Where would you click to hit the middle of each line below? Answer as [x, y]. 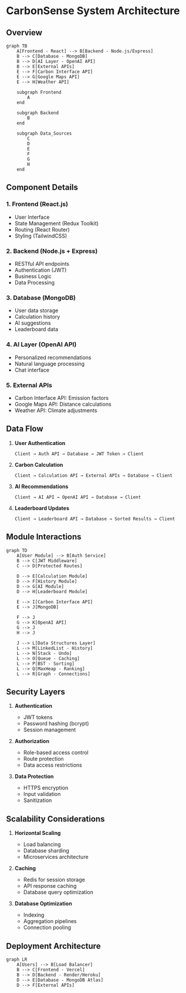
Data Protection [34, 777]
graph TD [17, 550]
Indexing [34, 915]
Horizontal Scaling [38, 833]
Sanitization [38, 800]
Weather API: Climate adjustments [56, 410]
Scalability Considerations [55, 819]
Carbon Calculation [39, 464]
